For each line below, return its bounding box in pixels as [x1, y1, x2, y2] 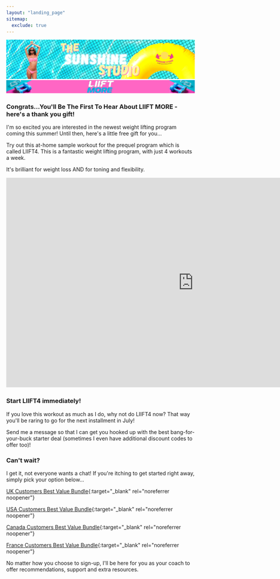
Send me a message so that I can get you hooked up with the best [6, 428, 169, 435]
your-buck [6, 435, 32, 442]
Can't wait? [6, 456, 40, 464]
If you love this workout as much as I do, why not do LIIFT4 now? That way [6, 410, 190, 417]
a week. [6, 154, 26, 162]
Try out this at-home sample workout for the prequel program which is [6, 141, 179, 149]
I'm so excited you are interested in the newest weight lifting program [6, 123, 177, 131]
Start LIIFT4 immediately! [6, 397, 81, 405]
